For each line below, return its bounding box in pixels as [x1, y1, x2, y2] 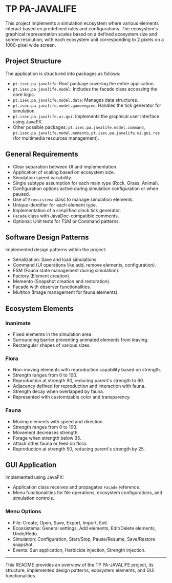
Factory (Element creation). [12, 273, 71, 279]
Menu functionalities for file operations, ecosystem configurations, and [12, 490, 163, 496]
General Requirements [5, 150, 78, 159]
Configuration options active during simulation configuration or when [12, 185, 159, 192]
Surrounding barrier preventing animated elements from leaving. [12, 337, 149, 343]
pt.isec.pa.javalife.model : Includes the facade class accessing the [12, 86, 158, 92]
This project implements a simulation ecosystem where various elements [5, 20, 159, 26]
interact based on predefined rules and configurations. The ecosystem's [5, 25, 158, 31]
